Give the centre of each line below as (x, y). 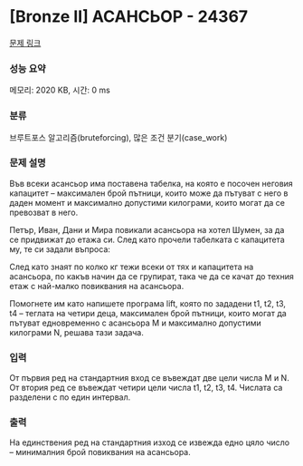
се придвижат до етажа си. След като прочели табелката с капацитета (147, 239)
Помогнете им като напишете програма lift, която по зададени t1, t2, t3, (148, 303)
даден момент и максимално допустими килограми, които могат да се (147, 202)
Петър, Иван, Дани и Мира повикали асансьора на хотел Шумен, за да (147, 229)
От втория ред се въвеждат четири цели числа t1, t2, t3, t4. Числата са (146, 388)
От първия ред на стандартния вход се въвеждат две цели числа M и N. (149, 378)
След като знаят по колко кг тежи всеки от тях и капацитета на (132, 267)
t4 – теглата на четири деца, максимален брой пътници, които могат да (148, 313)
